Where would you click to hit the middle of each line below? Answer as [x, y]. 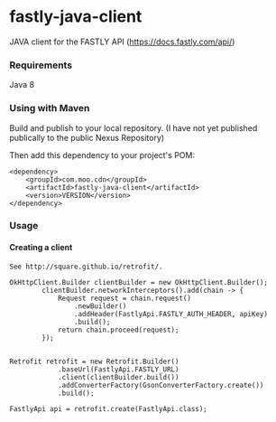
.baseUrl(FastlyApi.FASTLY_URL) [118, 369]
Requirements [41, 65]
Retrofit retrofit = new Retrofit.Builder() [94, 361]
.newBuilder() [100, 306]
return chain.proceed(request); [118, 330]
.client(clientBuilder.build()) [118, 377]
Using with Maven [50, 108]
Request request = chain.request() [124, 298]
